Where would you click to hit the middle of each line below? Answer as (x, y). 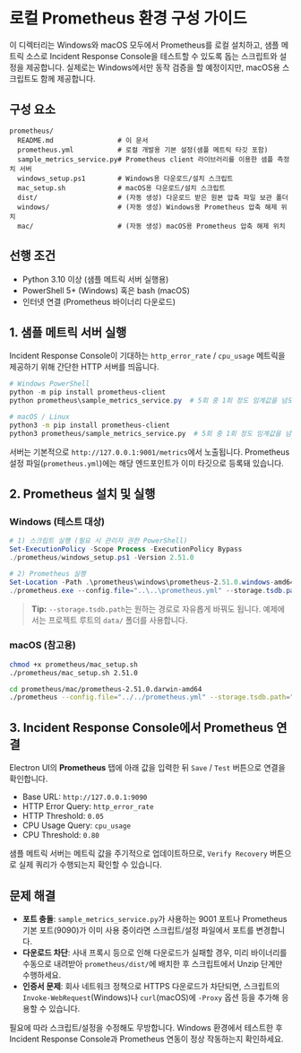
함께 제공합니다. (68, 78)
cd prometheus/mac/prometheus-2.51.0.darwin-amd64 (106, 689)
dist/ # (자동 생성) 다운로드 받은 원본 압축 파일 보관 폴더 (153, 197)
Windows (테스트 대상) (57, 521)
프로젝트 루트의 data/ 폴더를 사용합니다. (118, 620)
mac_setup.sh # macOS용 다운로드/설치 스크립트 (121, 188)
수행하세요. (42, 975)
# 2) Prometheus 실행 (48, 574)
